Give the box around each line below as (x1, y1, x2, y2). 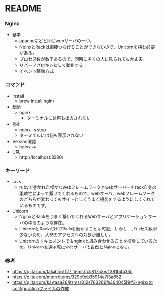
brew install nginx (19, 98, 55, 104)
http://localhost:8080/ (19, 154, 64, 160)
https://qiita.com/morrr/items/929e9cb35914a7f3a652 (12, 274, 122, 280)
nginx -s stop (19, 127, 46, 132)
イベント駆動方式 (19, 68, 54, 74)
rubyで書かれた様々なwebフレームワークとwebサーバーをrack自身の (19, 184, 157, 190)
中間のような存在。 (28, 220, 67, 226)
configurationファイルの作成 (12, 286, 69, 292)
